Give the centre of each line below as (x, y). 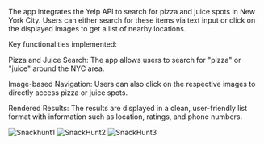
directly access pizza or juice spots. (68, 93)
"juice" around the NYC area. (57, 68)
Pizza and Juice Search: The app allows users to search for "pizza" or (125, 60)
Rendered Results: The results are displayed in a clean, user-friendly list (128, 108)
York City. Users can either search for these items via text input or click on (132, 20)
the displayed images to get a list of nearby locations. (97, 29)
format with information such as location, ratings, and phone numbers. (126, 117)
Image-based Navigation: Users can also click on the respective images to (132, 84)
